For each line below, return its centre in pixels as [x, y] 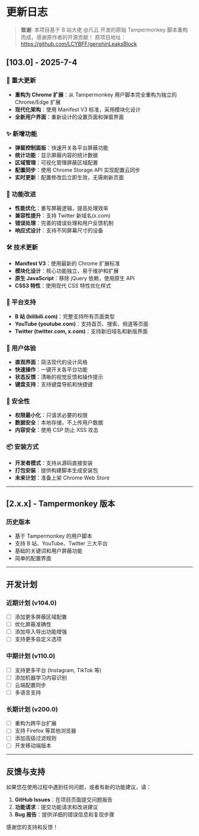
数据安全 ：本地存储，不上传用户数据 [59, 422]
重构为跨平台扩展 [36, 723]
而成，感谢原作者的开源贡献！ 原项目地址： [73, 37]
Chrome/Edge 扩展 [38, 102]
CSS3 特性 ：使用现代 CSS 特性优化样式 [63, 285]
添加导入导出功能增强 [41, 632]
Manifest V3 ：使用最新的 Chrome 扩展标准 [67, 263]
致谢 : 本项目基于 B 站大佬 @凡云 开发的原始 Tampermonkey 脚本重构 [104, 30]
